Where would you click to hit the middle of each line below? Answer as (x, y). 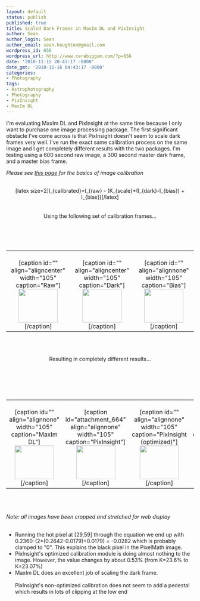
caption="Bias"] (164, 285)
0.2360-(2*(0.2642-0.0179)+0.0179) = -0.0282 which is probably (95, 541)
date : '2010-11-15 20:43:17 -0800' (50, 61)
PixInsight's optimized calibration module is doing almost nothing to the (102, 553)
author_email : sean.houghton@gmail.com (56, 45)
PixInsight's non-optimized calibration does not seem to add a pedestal (102, 585)
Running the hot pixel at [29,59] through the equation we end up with (99, 534)
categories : (21, 73)
